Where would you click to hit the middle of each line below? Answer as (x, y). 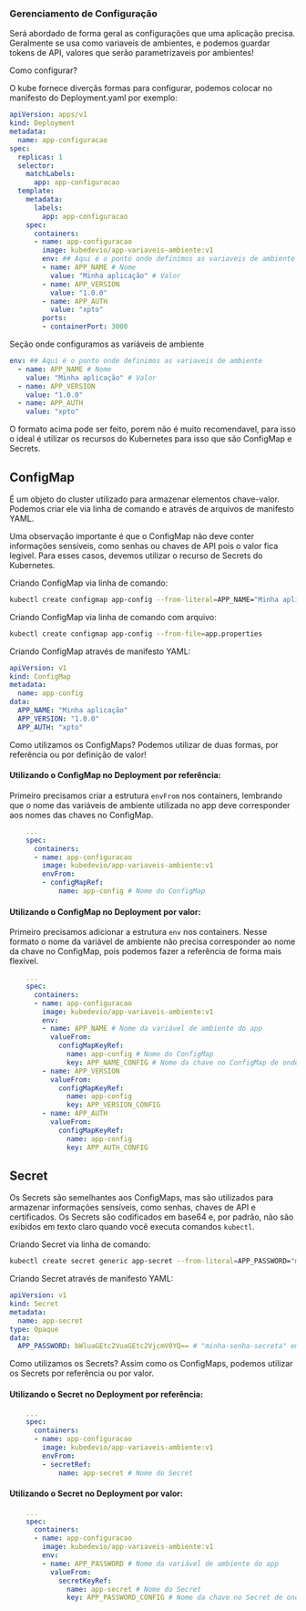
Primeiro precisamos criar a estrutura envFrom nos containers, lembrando (146, 795)
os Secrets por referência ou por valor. (82, 1373)
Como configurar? (43, 70)
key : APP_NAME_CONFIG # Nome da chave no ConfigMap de (173, 1062)
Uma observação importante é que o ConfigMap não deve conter (132, 535)
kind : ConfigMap (40, 676)
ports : (55, 318)
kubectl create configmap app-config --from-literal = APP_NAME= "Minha (144, 599)
